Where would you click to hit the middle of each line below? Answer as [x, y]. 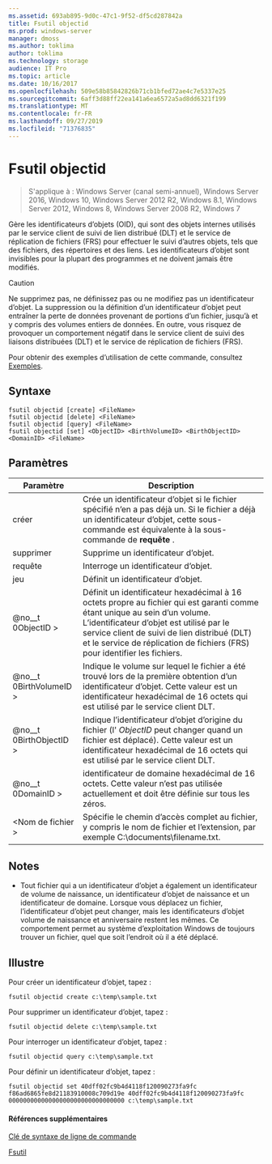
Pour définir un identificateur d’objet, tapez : [82, 1071]
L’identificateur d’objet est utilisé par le [156, 622]
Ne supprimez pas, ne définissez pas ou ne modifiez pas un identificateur [131, 298]
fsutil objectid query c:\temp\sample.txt [81, 1056]
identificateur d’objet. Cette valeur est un [160, 686]
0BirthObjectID [41, 740]
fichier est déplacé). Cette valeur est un [157, 740]
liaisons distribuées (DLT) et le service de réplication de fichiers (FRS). [126, 342]
